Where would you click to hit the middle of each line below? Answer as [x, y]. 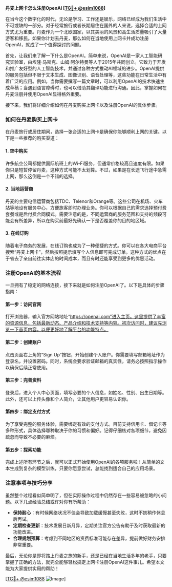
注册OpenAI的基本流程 [33, 273]
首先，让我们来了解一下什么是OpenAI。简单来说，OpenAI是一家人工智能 [82, 55]
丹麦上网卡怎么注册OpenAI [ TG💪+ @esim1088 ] [56, 8]
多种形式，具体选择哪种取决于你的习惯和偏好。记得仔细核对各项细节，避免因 [86, 430]
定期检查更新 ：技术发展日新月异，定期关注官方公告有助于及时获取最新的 [89, 525]
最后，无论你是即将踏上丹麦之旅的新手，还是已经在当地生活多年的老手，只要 [86, 555]
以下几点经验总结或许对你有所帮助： [52, 501]
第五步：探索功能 [23, 449]
